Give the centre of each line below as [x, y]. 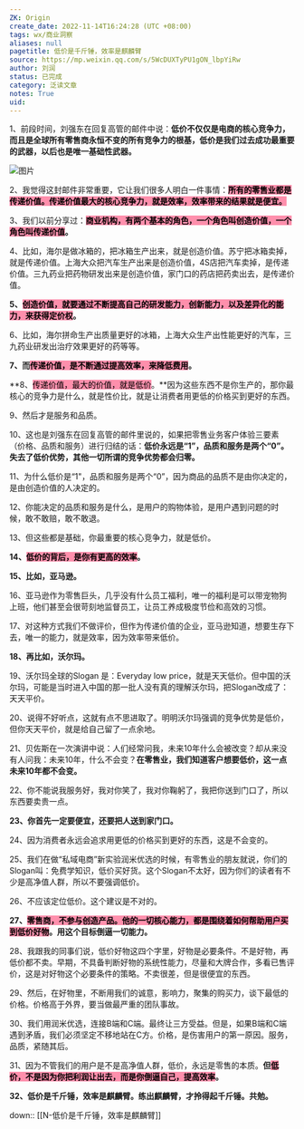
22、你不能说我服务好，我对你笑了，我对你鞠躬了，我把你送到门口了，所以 [149, 790]
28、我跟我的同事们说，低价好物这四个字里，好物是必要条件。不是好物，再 [149, 951]
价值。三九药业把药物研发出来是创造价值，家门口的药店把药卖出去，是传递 [148, 274]
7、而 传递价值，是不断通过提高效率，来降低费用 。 [103, 366]
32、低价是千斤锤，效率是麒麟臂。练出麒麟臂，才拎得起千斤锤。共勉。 [141, 1096]
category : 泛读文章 [43, 85]
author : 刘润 [33, 69]
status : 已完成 [36, 77]
